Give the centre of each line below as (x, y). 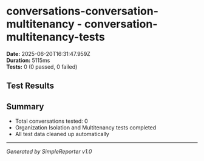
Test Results (30, 86)
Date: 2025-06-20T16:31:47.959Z (49, 53)
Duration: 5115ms (28, 60)
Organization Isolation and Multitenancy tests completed (86, 128)
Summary (25, 107)
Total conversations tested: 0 (51, 121)
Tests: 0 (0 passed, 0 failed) (42, 67)
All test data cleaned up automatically (62, 134)
